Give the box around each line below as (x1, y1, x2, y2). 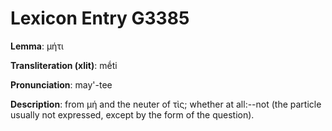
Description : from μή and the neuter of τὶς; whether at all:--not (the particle (10, 98, 322, 110)
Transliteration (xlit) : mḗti (10, 59, 118, 71)
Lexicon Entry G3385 (10, 7, 190, 30)
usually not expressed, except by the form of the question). (10, 108, 255, 121)
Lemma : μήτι (10, 40, 64, 52)
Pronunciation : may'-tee (10, 78, 113, 91)
